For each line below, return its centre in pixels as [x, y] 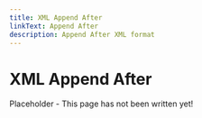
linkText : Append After [54, 26]
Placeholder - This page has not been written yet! [101, 104]
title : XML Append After [56, 18]
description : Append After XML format [82, 34]
